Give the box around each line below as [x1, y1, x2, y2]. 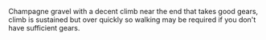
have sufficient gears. [8, 24, 80, 32]
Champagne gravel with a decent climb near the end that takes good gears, [8, 7, 259, 16]
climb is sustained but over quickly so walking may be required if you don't [8, 15, 256, 24]
